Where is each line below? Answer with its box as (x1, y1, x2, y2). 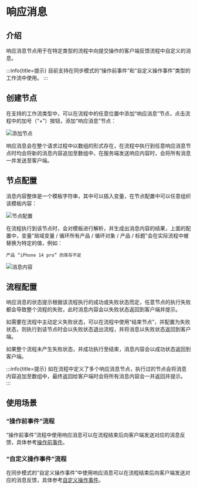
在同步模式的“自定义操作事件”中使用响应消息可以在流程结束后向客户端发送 (6, 469, 186, 476)
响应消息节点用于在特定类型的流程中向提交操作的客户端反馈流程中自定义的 (6, 48, 186, 54)
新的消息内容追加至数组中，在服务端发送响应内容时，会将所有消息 (31, 149, 191, 156)
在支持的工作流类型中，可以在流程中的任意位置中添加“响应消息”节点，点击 (6, 110, 186, 117)
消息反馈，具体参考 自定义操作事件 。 (16, 477, 104, 484)
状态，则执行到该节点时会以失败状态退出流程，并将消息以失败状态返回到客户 (6, 326, 191, 333)
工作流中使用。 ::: (6, 75, 49, 81)
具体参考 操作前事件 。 (16, 439, 68, 446)
